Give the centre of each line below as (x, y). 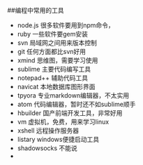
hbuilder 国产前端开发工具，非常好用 (70, 113)
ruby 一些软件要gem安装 (53, 34)
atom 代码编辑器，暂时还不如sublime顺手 (76, 104)
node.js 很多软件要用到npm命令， (66, 25)
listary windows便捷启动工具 (58, 139)
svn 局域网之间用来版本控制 (57, 43)
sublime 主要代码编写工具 (54, 69)
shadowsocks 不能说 (47, 148)
